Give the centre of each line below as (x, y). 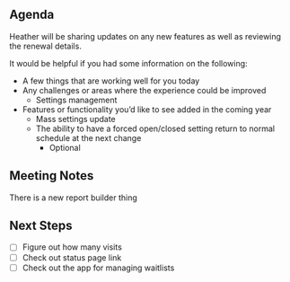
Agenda (32, 15)
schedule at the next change (88, 137)
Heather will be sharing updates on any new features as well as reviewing (145, 36)
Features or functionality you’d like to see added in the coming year (147, 109)
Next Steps (41, 226)
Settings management (76, 100)
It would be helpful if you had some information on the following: (129, 63)
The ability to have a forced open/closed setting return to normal (155, 128)
